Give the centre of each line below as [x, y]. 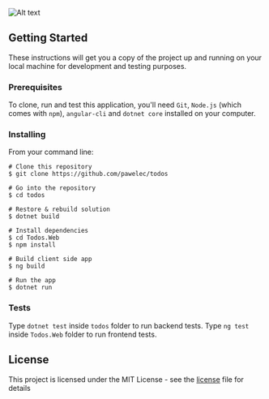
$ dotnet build [34, 217]
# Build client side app [50, 260]
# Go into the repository [52, 188]
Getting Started [48, 38]
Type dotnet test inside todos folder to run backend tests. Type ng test [129, 325]
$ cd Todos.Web [34, 238]
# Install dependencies [49, 231]
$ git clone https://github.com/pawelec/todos [88, 174]
